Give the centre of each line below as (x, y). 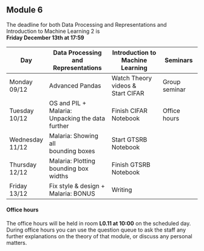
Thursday (23, 165)
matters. (17, 243)
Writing (122, 190)
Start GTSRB (129, 139)
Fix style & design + (77, 186)
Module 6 (25, 10)
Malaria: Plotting (72, 160)
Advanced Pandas (75, 86)
